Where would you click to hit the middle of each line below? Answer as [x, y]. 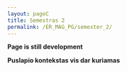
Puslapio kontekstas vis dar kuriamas [64, 60]
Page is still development [45, 47]
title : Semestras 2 [36, 20]
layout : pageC [28, 14]
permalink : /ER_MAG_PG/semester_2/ [60, 27]
